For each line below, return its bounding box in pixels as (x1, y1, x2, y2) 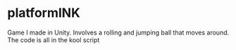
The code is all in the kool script (7, 35, 100, 44)
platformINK (7, 5, 81, 21)
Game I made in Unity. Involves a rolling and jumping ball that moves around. (7, 28, 230, 37)
